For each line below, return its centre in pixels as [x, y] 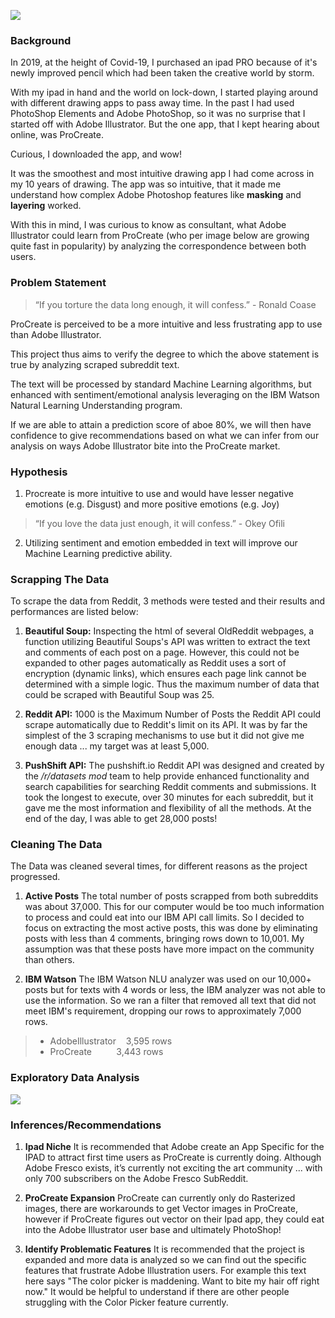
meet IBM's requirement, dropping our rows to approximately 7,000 [163, 1011]
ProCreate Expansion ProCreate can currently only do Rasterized [160, 1198]
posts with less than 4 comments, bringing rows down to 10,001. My [164, 939]
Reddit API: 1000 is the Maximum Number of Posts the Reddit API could [173, 714]
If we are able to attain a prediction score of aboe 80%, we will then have [161, 424]
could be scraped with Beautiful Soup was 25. [119, 695]
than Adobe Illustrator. [56, 334]
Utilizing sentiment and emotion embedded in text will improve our [161, 542]
